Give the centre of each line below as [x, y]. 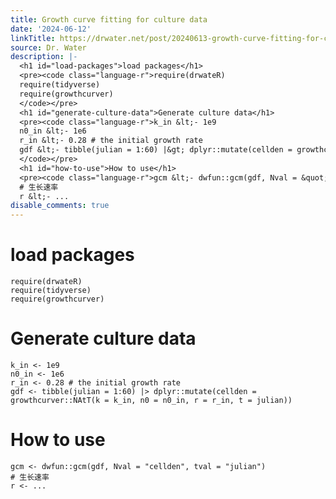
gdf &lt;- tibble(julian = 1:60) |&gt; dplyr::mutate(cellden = [156, 150]
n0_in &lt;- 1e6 [53, 131]
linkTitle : [33, 38]
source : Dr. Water [48, 47]
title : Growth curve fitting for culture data [109, 19]
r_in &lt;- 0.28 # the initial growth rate [111, 141]
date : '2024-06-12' [51, 29]
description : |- [44, 57]
